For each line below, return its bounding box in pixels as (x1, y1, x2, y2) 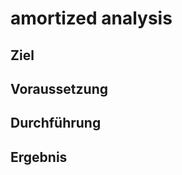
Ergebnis (10, 148, 68, 166)
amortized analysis (10, 7, 173, 30)
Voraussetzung (10, 80, 108, 97)
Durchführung (10, 115, 102, 132)
